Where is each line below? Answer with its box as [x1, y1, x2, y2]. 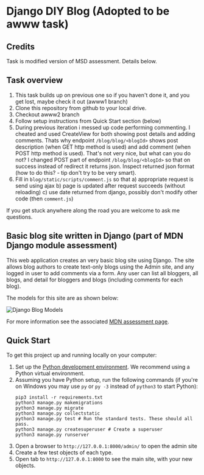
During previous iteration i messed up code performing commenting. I [15, 124, 191, 131]
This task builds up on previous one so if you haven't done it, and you [15, 91, 190, 99]
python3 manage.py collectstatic [15, 410, 100, 417]
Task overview [6, 75, 63, 86]
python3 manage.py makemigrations [15, 400, 103, 406]
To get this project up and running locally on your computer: [6, 351, 157, 359]
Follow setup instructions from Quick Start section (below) [15, 117, 161, 124]
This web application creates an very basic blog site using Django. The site [6, 256, 195, 264]
